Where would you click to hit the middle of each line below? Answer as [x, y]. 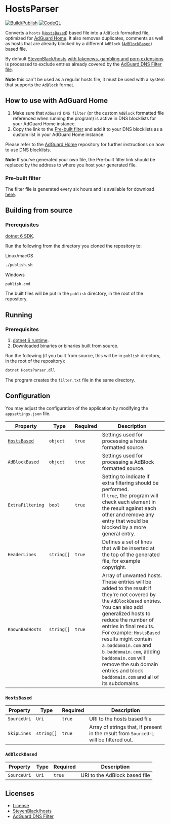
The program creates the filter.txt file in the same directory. [70, 380]
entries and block [122, 670]
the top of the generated [131, 555]
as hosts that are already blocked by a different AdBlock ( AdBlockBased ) [79, 43]
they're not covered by [129, 594]
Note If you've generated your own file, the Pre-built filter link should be [80, 159]
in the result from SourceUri [122, 734]
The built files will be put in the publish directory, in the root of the [74, 294]
